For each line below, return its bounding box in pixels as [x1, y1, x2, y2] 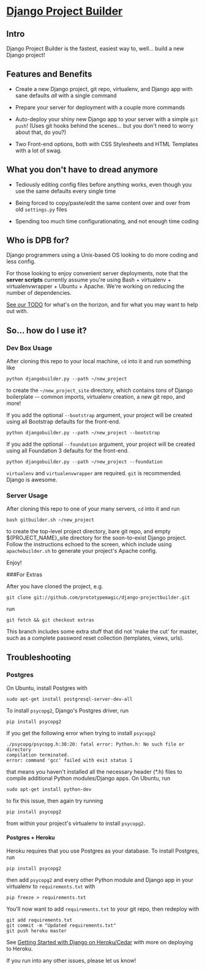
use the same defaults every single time [15, 187, 116, 194]
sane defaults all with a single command [15, 92, 117, 99]
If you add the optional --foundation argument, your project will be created [6, 440, 195, 448]
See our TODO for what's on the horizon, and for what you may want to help [6, 301, 198, 308]
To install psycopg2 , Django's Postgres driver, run [6, 707, 129, 714]
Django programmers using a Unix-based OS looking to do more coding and [6, 251, 198, 259]
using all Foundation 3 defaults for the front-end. [6, 447, 129, 454]
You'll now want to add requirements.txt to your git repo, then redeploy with [6, 905, 199, 913]
